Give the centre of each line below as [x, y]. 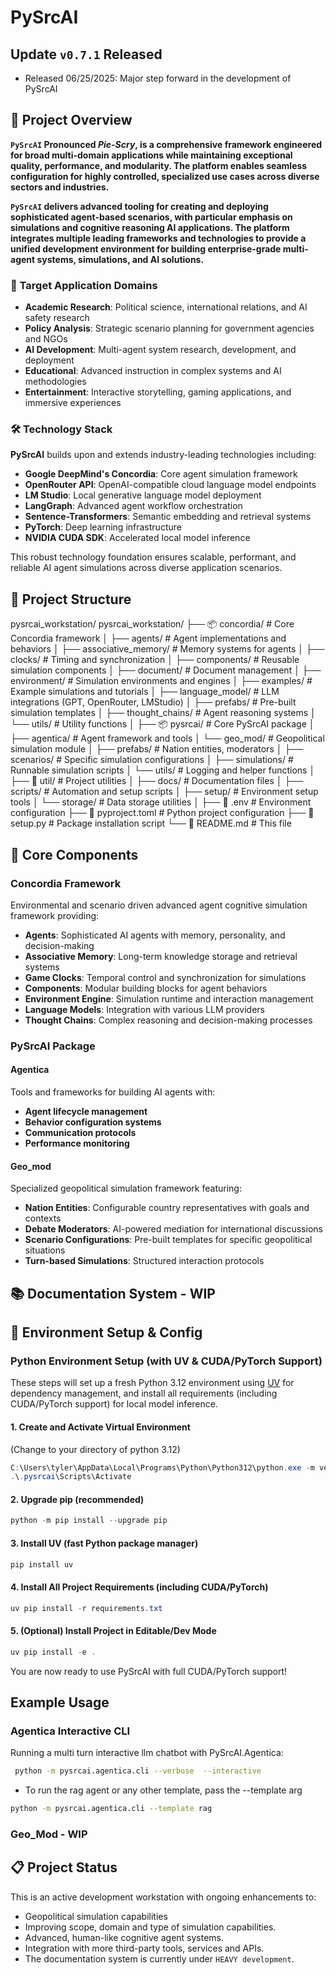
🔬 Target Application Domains [84, 285]
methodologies [55, 382]
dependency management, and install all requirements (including [144, 1393]
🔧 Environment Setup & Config [106, 1332]
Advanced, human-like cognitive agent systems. [124, 1937]
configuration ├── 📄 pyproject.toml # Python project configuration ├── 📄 [162, 813]
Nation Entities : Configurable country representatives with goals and [167, 1208]
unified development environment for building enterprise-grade [146, 248]
